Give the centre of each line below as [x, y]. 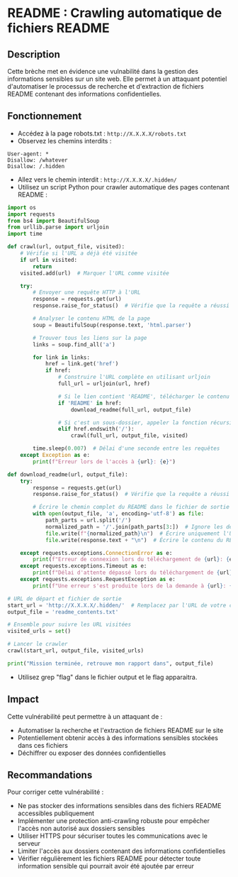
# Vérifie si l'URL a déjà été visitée [79, 253]
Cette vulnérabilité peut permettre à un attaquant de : [85, 716]
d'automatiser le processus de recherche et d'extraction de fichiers [106, 86]
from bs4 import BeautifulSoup [53, 221]
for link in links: [62, 357]
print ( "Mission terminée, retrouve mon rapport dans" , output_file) [110, 663]
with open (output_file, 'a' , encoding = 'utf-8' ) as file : [118, 514]
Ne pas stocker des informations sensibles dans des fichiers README [119, 806]
